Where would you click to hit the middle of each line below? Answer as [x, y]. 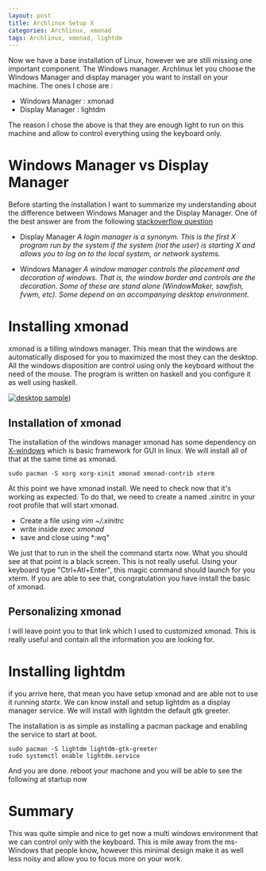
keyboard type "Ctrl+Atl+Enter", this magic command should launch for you [132, 570]
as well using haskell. [43, 383]
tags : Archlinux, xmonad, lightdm [66, 38]
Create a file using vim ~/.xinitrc [72, 520]
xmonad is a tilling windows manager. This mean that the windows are [123, 349]
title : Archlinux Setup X [51, 23]
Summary [41, 811]
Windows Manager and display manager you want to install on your [118, 77]
